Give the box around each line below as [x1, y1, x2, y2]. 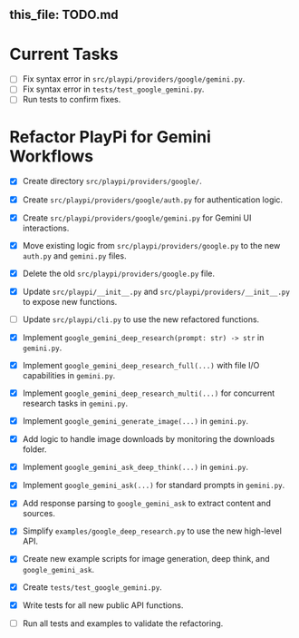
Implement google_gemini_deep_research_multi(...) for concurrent [22, 388, 275, 398]
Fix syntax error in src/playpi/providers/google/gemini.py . [22, 74, 246, 84]
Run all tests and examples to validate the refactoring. [22, 617, 224, 629]
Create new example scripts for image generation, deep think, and [22, 554, 270, 564]
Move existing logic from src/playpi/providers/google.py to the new [22, 240, 281, 250]
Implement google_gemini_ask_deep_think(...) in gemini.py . [22, 462, 249, 473]
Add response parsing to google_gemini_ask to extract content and [22, 498, 272, 509]
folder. [22, 444, 47, 455]
